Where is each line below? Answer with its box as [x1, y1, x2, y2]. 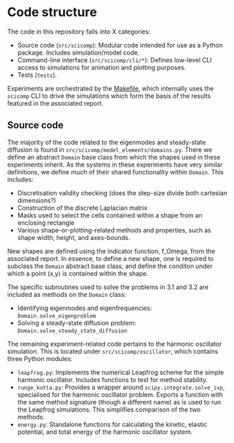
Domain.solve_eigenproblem [17, 312, 96, 319]
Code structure [7, 4, 98, 20]
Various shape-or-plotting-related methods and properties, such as [17, 225, 212, 234]
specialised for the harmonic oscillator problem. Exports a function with [17, 390, 224, 399]
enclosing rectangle [17, 218, 75, 227]
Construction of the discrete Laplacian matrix [17, 204, 148, 212]
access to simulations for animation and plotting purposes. [17, 63, 187, 71]
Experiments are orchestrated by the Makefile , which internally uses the [7, 84, 214, 92]
